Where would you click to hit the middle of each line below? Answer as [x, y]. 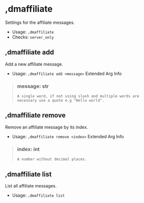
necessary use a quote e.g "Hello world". [61, 101]
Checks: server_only [33, 37]
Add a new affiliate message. [34, 64]
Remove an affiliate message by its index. [47, 127]
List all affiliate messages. [31, 185]
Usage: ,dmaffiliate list [38, 195]
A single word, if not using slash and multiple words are [78, 96]
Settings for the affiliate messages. [40, 22]
